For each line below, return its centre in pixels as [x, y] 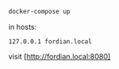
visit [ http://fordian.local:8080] [59, 56]
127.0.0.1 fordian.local [50, 41]
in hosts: [23, 26]
